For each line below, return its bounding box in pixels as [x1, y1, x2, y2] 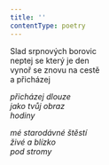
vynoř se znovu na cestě [10, 64, 100, 75]
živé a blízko [10, 137, 57, 147]
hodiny [10, 110, 35, 121]
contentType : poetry [10, 21, 87, 30]
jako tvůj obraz [10, 100, 66, 111]
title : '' [10, 12, 47, 22]
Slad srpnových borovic [10, 45, 97, 56]
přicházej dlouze [10, 90, 72, 102]
